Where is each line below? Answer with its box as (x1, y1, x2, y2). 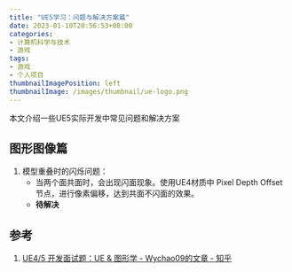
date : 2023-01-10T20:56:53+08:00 (9, 21, 133, 30)
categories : (9, 29, 53, 38)
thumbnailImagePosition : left (9, 79, 122, 88)
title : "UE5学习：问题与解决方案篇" (9, 12, 130, 22)
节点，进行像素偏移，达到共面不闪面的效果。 (35, 188, 200, 199)
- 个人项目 (9, 71, 44, 80)
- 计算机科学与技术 (9, 37, 71, 47)
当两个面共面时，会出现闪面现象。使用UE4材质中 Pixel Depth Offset (35, 177, 283, 188)
